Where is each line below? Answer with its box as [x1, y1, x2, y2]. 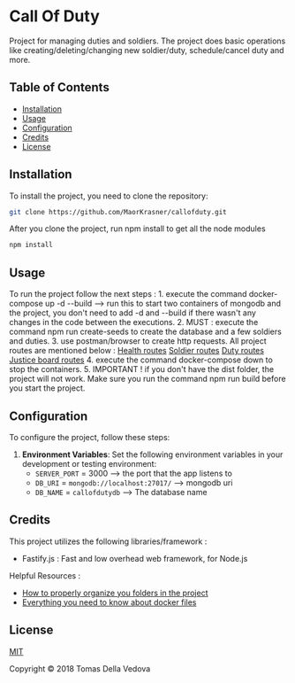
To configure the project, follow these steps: [9, 431, 170, 442]
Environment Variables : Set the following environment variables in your [21, 449, 284, 460]
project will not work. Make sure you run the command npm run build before [9, 374, 286, 384]
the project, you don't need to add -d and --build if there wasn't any [9, 307, 256, 318]
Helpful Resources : [9, 570, 81, 581]
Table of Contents [9, 80, 110, 95]
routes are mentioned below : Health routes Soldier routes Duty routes [9, 345, 265, 356]
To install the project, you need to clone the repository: [9, 190, 208, 201]
